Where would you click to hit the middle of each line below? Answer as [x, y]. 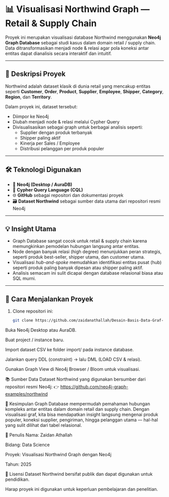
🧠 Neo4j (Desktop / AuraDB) [42, 184]
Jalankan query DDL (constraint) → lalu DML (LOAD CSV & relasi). [73, 359]
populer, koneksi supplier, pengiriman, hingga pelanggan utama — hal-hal [82, 420]
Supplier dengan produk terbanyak [56, 132]
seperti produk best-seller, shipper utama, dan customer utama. [78, 257]
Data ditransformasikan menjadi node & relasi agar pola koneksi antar [77, 48]
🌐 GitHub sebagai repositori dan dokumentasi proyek [68, 195]
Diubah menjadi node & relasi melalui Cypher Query [66, 121]
